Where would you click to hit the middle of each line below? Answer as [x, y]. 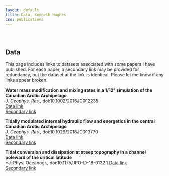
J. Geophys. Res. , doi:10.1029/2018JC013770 [52, 132]
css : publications [24, 19]
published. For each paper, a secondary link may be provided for [72, 69]
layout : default [22, 10]
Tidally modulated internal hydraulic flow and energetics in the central [80, 121]
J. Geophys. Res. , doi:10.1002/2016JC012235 [52, 101]
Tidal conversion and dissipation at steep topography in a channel [76, 152]
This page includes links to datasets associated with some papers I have [80, 64]
